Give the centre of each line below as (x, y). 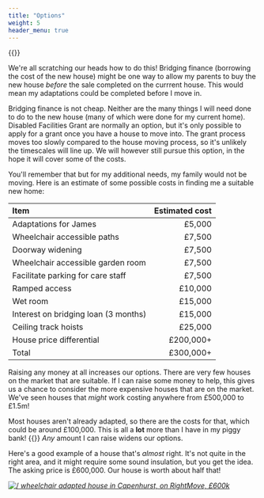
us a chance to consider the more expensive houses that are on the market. (131, 390)
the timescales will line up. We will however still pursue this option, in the (126, 150)
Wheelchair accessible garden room (79, 263)
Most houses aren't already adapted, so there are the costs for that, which (129, 421)
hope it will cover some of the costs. (67, 159)
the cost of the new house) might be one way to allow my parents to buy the (132, 77)
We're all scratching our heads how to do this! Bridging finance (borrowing (130, 68)
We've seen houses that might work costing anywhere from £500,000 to (126, 397)
